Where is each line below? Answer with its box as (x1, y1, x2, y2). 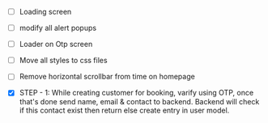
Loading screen (19, 7, 72, 16)
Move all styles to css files (19, 56, 108, 66)
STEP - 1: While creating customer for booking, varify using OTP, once (19, 88, 254, 98)
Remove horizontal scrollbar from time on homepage (19, 72, 195, 82)
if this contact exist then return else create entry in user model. (19, 105, 230, 116)
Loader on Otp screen (19, 40, 93, 49)
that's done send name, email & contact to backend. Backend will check (19, 97, 260, 107)
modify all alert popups (19, 23, 97, 33)
